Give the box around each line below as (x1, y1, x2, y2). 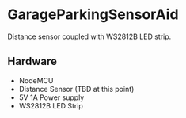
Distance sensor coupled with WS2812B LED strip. (7, 32, 172, 41)
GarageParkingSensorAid (7, 6, 179, 24)
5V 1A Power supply (18, 93, 85, 102)
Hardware (7, 55, 57, 68)
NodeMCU (18, 75, 54, 85)
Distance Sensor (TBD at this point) (18, 84, 135, 93)
